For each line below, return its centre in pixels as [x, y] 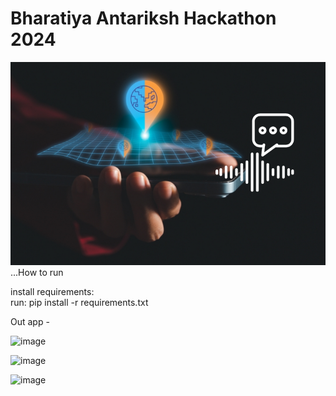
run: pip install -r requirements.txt [79, 303]
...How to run [37, 273]
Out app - [30, 322]
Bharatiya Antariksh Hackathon [143, 18]
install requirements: [52, 292]
